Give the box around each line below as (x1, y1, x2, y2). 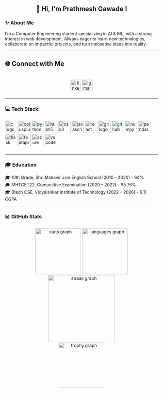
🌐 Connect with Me (5, 59, 65, 68)
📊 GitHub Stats (5, 213, 42, 220)
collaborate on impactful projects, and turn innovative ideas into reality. (5, 41, 147, 47)
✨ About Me (5, 20, 34, 26)
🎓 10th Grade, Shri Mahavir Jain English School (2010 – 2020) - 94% (5, 174, 144, 180)
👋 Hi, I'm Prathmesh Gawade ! (35, 5, 128, 13)
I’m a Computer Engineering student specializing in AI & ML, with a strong (5, 30, 152, 37)
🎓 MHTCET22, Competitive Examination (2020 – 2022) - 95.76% (5, 181, 136, 188)
